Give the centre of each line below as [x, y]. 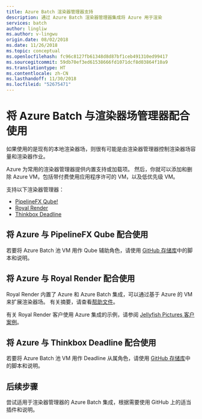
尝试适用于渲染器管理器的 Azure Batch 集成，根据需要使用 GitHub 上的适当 [99, 402]
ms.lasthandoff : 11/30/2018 [41, 79]
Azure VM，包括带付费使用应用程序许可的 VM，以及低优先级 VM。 [96, 176]
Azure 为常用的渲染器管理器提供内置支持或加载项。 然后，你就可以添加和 [97, 169]
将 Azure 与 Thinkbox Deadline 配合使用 [81, 342]
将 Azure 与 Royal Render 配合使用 [71, 279]
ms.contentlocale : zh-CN [37, 73]
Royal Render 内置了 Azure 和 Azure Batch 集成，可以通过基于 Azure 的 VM [99, 294]
